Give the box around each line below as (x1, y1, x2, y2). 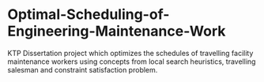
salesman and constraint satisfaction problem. (7, 65, 158, 74)
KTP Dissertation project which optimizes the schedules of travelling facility (7, 48, 254, 58)
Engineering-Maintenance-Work (7, 22, 226, 40)
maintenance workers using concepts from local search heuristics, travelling (7, 57, 256, 66)
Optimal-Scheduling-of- (7, 6, 170, 24)
